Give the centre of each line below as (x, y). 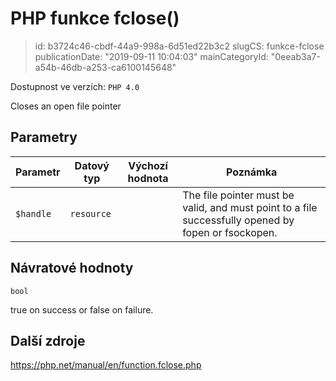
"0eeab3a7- (295, 56)
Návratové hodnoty (72, 268)
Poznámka (251, 172)
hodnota (148, 178)
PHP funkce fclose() (95, 18)
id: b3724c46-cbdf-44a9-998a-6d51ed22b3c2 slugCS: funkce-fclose (179, 46)
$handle (33, 213)
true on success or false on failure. (82, 309)
